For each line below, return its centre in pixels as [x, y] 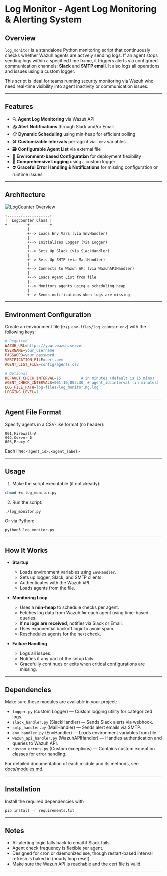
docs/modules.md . [24, 769]
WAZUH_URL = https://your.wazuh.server [44, 346]
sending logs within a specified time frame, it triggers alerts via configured [82, 61]
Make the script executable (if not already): [56, 483]
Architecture [25, 195]
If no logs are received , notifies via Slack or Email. [71, 623]
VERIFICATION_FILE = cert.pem [34, 360]
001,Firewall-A [21, 433]
